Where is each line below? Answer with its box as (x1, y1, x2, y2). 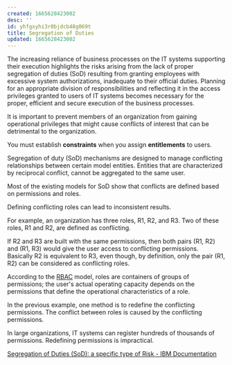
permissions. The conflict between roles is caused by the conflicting (7, 308, 202, 317)
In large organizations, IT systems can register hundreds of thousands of (7, 329, 215, 337)
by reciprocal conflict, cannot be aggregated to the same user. (7, 169, 186, 177)
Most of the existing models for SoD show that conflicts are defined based (7, 182, 220, 190)
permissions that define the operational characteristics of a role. (7, 287, 190, 296)
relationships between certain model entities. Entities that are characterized (7, 161, 223, 170)
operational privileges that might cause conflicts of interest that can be (7, 120, 209, 128)
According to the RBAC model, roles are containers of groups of (7, 273, 190, 281)
